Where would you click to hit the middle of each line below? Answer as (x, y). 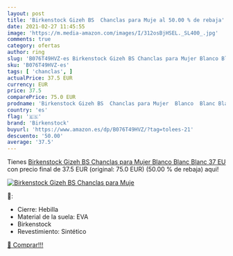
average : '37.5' (31, 143)
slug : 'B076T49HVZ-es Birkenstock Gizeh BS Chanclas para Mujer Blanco (113, 59)
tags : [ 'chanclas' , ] (40, 71)
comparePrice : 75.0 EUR (42, 98)
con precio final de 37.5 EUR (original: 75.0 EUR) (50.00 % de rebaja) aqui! (113, 170)
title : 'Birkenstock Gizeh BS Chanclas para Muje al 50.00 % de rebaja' (116, 20)
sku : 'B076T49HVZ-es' (38, 65)
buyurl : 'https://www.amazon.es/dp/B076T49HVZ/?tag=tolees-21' (101, 129)
